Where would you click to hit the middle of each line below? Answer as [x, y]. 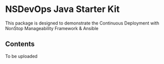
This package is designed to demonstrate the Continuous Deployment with [82, 23]
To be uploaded [21, 56]
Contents [20, 44]
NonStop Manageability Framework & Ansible [52, 28]
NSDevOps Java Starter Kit [62, 9]
